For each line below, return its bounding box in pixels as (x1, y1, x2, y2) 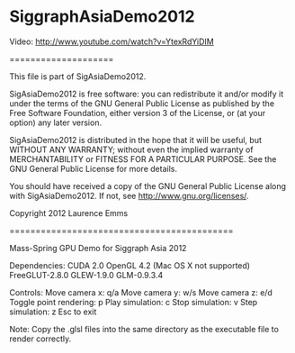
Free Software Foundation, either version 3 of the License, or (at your (9, 107, 266, 118)
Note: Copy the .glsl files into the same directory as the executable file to (9, 323, 279, 334)
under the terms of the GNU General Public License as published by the (9, 97, 275, 109)
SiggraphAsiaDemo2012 (9, 6, 195, 27)
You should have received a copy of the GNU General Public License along (9, 180, 286, 191)
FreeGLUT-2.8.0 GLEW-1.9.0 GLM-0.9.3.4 (9, 269, 164, 280)
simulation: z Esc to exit (9, 306, 97, 317)
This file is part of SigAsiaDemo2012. (9, 70, 147, 82)
